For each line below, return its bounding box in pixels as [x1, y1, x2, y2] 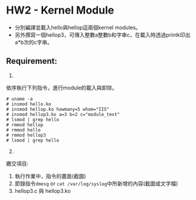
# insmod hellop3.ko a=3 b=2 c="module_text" [6, 111, 120, 117]
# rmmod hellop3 [6, 132, 46, 138]
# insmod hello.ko [6, 101, 51, 107]
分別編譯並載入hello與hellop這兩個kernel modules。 [14, 24, 141, 31]
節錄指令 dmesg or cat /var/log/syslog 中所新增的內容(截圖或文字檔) [14, 180, 178, 187]
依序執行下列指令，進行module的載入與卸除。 [6, 84, 118, 91]
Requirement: [6, 56, 58, 66]
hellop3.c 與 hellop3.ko [14, 187, 71, 194]
